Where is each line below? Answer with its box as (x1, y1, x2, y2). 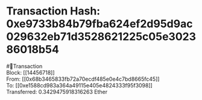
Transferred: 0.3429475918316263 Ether (6, 88, 107, 95)
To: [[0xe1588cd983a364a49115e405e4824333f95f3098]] (6, 81, 153, 89)
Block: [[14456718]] (6, 69, 55, 76)
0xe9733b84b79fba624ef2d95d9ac (6, 17, 193, 31)
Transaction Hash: (6, 4, 101, 18)
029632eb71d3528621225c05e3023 (6, 30, 196, 43)
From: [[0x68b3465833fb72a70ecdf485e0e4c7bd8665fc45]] (6, 75, 160, 83)
